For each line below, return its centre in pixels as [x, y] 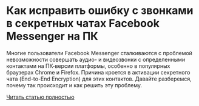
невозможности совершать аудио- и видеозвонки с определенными [96, 59]
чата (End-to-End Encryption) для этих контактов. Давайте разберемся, [99, 79]
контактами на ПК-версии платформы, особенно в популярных [88, 66]
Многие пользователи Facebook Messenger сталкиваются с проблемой [99, 53]
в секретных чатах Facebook [83, 23]
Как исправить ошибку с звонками [100, 11]
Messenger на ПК [52, 36]
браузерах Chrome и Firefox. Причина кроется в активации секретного [98, 72]
